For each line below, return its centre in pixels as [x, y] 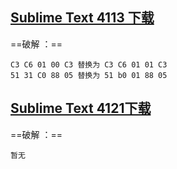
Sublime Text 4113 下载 [82, 18]
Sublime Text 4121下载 [81, 108]
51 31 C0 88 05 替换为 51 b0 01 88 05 [89, 75]
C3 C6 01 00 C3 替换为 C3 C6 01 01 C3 [89, 64]
